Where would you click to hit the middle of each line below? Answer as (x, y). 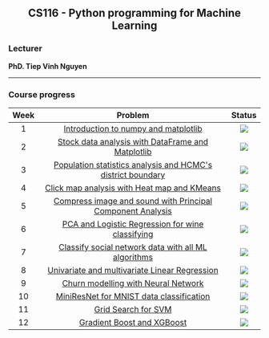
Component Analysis (133, 210)
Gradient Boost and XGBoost (133, 322)
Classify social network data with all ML (133, 246)
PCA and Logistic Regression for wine (133, 224)
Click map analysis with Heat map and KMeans (133, 188)
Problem (133, 115)
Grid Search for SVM (133, 309)
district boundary (133, 174)
